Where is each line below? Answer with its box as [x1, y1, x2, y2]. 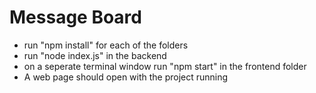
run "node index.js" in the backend [23, 49, 167, 61]
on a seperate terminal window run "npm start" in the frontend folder [23, 60, 307, 72]
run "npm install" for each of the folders [23, 39, 189, 51]
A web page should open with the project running [23, 71, 229, 83]
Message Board [9, 6, 142, 29]
